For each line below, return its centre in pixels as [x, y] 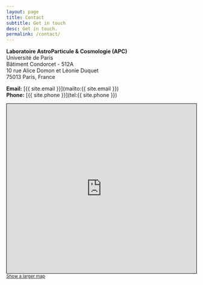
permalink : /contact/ [33, 34]
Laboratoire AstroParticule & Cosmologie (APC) [67, 51]
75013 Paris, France [31, 77]
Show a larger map [26, 277]
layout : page [23, 12]
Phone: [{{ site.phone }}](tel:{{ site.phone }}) [62, 95]
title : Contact [25, 17]
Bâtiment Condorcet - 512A [40, 64]
